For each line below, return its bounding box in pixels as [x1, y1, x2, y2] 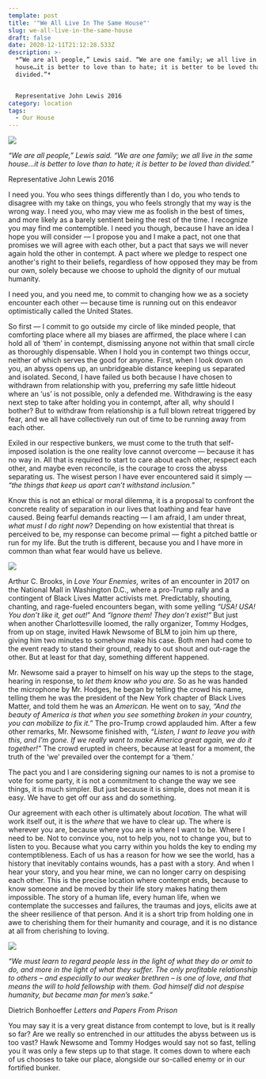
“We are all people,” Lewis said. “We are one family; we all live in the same [8, 151, 253, 160]
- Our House [15, 114, 55, 122]
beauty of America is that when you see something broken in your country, [8, 710, 253, 720]
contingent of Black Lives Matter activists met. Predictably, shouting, [8, 593, 232, 603]
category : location [8, 99, 73, 107]
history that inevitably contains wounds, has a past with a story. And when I [8, 858, 255, 869]
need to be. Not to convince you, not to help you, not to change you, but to [8, 834, 252, 843]
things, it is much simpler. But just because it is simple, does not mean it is [8, 785, 251, 794]
